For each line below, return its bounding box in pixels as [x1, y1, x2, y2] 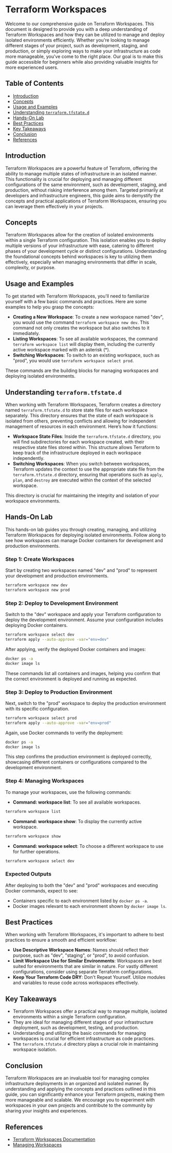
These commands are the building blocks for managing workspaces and [5, 367, 158, 374]
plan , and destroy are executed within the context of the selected [12, 477, 151, 483]
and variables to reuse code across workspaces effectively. [12, 980, 139, 986]
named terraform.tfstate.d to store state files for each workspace [5, 407, 148, 413]
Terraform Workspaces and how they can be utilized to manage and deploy [5, 31, 165, 38]
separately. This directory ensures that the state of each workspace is [5, 413, 154, 418]
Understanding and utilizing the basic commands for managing [12, 1030, 146, 1036]
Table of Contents [5, 79, 64, 88]
